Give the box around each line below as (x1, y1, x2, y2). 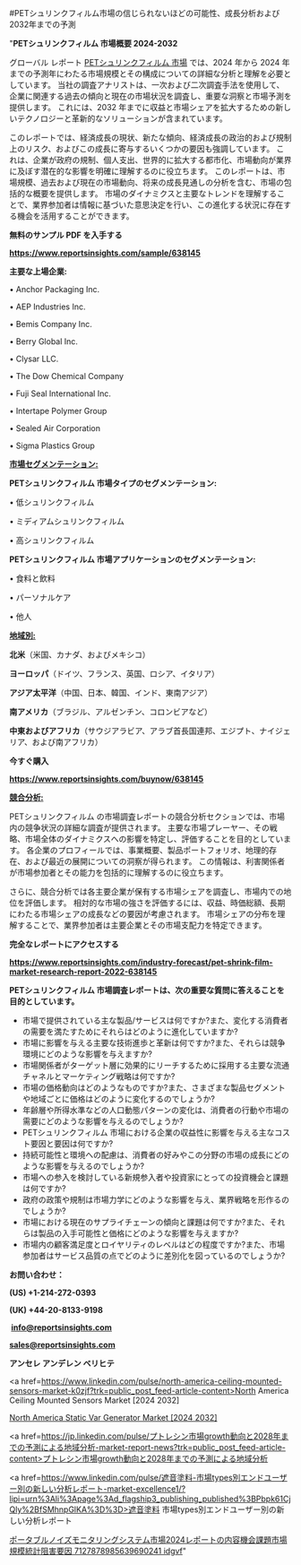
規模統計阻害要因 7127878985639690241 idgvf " (9, 1545, 186, 1556)
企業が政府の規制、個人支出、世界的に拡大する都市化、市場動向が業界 (32, 155, 292, 165)
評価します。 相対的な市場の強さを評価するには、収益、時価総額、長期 (24, 897, 286, 908)
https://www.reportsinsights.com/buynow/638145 (9, 774, 204, 784)
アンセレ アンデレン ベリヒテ (9, 1358, 115, 1369)
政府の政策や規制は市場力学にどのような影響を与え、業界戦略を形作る (21, 1195, 282, 1205)
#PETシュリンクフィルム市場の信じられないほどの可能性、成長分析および (9, 8, 280, 18)
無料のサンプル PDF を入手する (9, 229, 123, 240)
